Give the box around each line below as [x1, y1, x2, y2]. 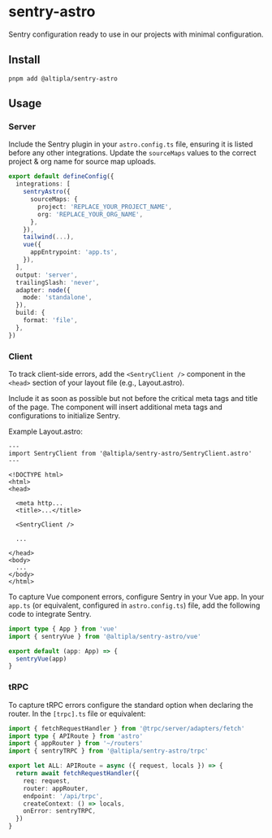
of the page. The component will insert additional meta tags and [8, 402, 223, 412]
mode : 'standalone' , [23, 294, 93, 302]
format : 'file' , [23, 316, 79, 325]
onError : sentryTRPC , [23, 807, 96, 815]
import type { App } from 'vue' [8, 625, 118, 633]
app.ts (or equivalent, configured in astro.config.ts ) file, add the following [8, 600, 261, 610]
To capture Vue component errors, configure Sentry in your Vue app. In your [8, 591, 265, 601]
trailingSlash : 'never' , [15, 278, 100, 286]
